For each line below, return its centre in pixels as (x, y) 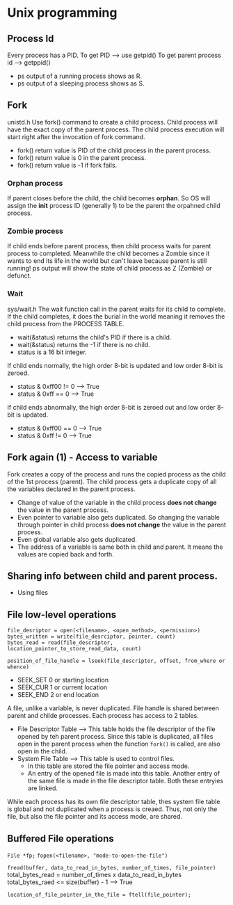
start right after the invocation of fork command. (76, 136)
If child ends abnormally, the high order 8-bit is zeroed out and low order (111, 407)
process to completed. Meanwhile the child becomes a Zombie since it (109, 254)
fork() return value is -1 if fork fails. (67, 165)
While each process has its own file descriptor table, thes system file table (114, 802)
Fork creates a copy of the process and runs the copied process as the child (116, 474)
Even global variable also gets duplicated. (77, 539)
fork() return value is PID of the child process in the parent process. (114, 150)
